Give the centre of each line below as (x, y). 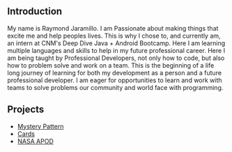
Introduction (35, 12)
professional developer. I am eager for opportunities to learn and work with (115, 80)
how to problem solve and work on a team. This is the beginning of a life (111, 65)
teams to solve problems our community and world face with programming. (115, 87)
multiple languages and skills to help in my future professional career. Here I (116, 50)
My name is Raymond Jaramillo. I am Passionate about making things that (113, 28)
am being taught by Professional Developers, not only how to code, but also (116, 58)
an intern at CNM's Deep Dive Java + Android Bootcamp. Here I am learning (116, 43)
